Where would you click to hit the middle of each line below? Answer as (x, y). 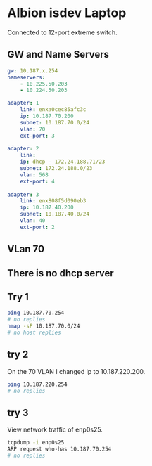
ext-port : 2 (37, 227)
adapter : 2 (23, 149)
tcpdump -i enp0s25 (36, 443)
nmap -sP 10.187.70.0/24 (44, 326)
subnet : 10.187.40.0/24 (55, 214)
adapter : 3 (23, 195)
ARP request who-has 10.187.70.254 (59, 449)
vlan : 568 (34, 175)
